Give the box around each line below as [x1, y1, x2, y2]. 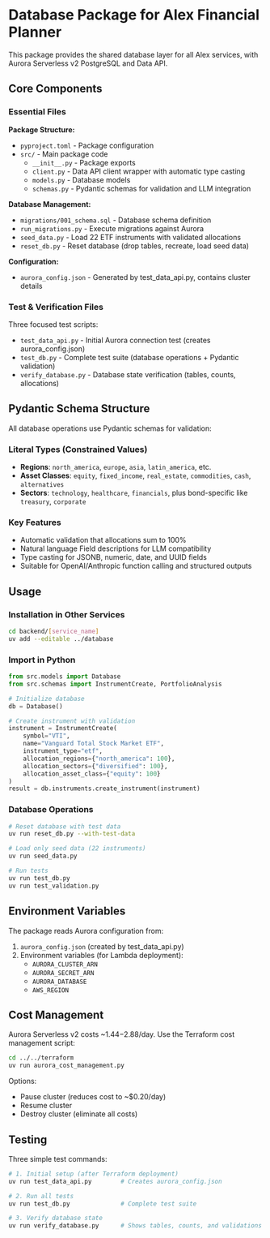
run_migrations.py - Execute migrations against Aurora [19, 223, 205, 233]
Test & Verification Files [8, 301, 103, 312]
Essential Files [8, 106, 66, 118]
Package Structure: [8, 124, 75, 135]
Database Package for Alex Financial [8, 6, 260, 24]
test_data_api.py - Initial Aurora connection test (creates [19, 335, 212, 345]
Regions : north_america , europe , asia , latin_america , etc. [19, 462, 212, 472]
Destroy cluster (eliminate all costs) [19, 1109, 138, 1119]
